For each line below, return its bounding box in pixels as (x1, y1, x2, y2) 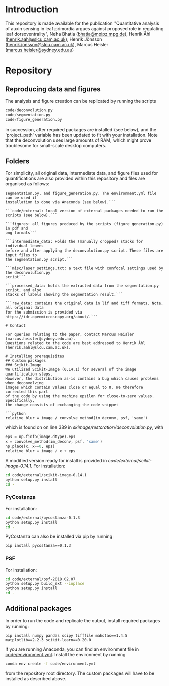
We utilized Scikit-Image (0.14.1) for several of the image (5, 367, 137, 372)
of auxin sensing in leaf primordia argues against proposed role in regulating (5, 25, 164, 31)
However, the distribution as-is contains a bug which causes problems (5, 376, 159, 381)
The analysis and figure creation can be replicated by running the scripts (5, 98, 156, 104)
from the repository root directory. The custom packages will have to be (5, 670, 155, 676)
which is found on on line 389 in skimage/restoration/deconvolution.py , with (5, 424, 164, 430)
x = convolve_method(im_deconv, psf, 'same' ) (5, 439, 102, 444)
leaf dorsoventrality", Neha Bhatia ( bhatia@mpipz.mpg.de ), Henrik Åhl (5, 31, 151, 37)
